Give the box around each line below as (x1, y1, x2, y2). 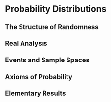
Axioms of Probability (5, 72, 72, 81)
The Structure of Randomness (5, 23, 99, 31)
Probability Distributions (5, 3, 107, 15)
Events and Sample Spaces (5, 56, 89, 64)
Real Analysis (5, 39, 47, 47)
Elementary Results (5, 89, 66, 98)
